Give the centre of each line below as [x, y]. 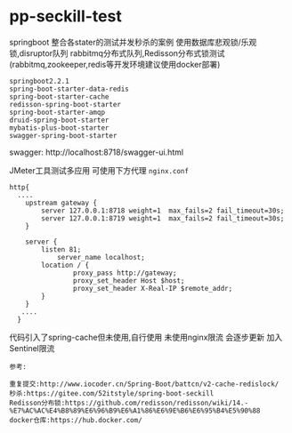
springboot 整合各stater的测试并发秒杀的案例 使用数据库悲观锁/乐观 [133, 42]
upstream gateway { [61, 203]
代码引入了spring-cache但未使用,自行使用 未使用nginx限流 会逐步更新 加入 [146, 337]
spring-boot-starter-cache [59, 96]
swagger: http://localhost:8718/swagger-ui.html [97, 152]
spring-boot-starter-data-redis [69, 89]
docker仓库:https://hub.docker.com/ [76, 420]
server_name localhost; [101, 257]
